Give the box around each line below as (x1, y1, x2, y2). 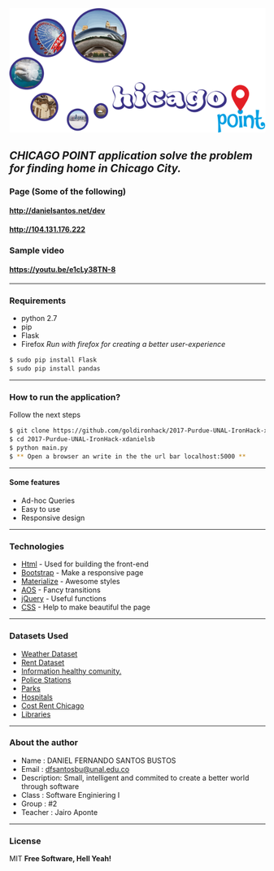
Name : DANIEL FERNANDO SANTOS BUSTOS (20, 756, 176, 765)
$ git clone (9, 427, 50, 435)
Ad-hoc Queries (20, 496, 76, 505)
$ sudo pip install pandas (9, 365, 101, 373)
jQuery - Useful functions (20, 594, 107, 604)
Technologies (9, 540, 64, 552)
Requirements (9, 295, 67, 306)
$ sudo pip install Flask (9, 356, 97, 365)
